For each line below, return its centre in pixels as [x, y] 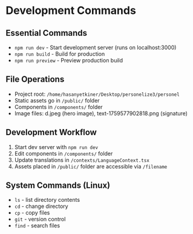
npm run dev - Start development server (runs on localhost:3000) [95, 47]
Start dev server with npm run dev [56, 147]
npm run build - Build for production [60, 54]
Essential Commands [47, 33]
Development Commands [71, 11]
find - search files [37, 226]
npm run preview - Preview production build [69, 60]
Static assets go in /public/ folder [57, 100]
